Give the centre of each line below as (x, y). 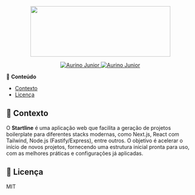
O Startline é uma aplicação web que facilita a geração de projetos (89, 127)
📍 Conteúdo (21, 77)
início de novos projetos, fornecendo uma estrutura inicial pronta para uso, (98, 147)
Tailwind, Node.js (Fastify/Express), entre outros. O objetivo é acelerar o (95, 141)
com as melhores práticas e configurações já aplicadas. (75, 153)
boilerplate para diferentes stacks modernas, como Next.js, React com (93, 134)
